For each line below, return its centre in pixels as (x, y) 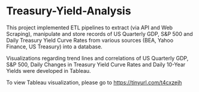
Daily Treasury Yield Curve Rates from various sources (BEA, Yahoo (90, 40)
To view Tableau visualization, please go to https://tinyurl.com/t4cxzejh (94, 82)
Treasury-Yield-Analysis (69, 11)
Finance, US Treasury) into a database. (55, 47)
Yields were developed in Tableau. (49, 70)
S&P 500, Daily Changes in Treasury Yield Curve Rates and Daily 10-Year (96, 65)
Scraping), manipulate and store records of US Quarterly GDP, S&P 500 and (99, 33)
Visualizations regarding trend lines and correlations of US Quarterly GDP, (97, 58)
